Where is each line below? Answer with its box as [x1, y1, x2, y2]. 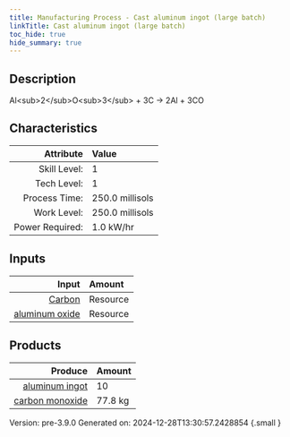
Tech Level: [35, 176, 83, 189]
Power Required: [13, 220, 83, 233]
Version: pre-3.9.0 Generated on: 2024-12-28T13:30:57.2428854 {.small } [9, 417, 282, 428]
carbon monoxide [13, 394, 88, 407]
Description [9, 71, 76, 86]
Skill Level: [38, 162, 83, 175]
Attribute [44, 147, 83, 159]
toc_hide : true [9, 30, 66, 39]
